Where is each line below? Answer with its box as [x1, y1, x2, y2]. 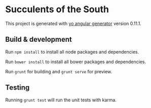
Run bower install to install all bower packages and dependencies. [5, 59, 146, 65]
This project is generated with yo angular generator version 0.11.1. [5, 20, 142, 26]
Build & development [5, 35, 72, 44]
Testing [5, 83, 30, 92]
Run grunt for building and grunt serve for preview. [5, 68, 112, 74]
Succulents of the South [5, 4, 109, 15]
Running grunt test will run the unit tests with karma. [5, 97, 117, 103]
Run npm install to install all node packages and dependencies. [5, 48, 139, 55]
